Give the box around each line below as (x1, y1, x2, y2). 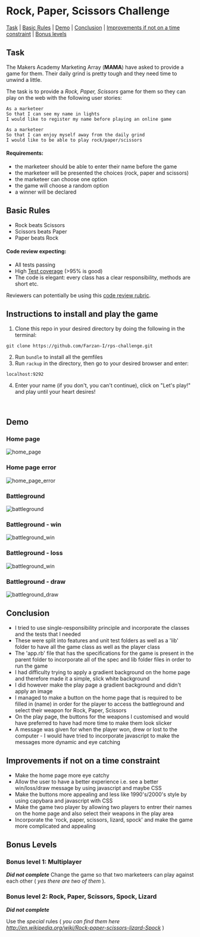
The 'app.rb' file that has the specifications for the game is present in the (14, 650, 194, 657)
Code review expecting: (6, 248, 67, 255)
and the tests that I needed (14, 630, 81, 638)
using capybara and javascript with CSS (14, 797, 113, 804)
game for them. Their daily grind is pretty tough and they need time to (6, 70, 177, 77)
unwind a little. (6, 76, 42, 83)
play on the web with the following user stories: (6, 94, 122, 101)
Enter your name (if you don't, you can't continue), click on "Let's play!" (14, 381, 191, 389)
